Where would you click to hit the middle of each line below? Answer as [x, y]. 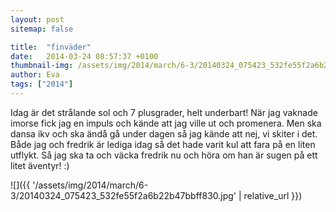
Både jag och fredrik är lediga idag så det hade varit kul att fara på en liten [163, 144]
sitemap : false [42, 29]
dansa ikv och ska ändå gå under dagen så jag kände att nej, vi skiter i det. [164, 133]
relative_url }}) [273, 195]
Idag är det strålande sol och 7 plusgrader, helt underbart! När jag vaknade [164, 112]
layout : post [37, 19]
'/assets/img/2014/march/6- [90, 185]
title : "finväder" [51, 47]
